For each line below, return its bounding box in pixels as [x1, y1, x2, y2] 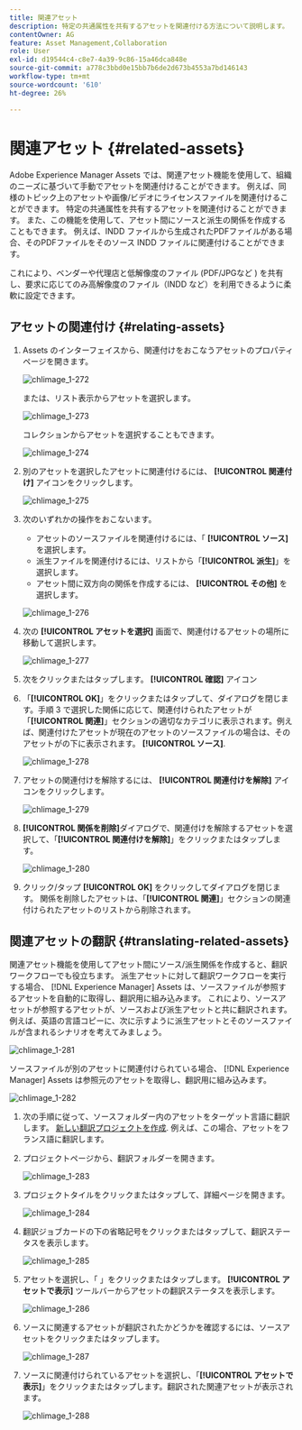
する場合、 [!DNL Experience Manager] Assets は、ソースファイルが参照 [9, 982, 279, 993]
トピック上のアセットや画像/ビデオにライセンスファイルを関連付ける [24, 192, 281, 203]
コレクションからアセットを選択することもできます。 [22, 429, 219, 440]
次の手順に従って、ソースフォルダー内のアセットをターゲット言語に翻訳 [22, 1111, 290, 1123]
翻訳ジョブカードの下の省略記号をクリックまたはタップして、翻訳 [22, 1226, 268, 1237]
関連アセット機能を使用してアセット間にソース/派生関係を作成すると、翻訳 [9, 959, 288, 970]
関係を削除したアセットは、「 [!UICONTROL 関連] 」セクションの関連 [40, 894, 291, 904]
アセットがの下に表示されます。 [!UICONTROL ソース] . [22, 738, 226, 749]
